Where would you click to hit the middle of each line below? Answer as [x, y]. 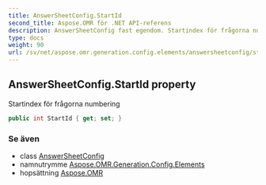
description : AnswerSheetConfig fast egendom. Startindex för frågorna [129, 30]
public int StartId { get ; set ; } [65, 118]
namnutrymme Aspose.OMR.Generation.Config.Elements [112, 164]
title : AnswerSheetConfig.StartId [65, 15]
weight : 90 [26, 45]
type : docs [26, 38]
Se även [24, 138]
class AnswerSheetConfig [62, 156]
